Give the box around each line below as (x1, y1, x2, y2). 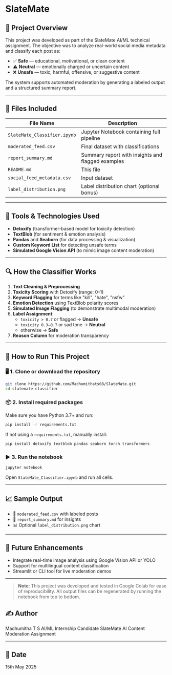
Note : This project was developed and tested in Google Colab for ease (17, 582, 167, 589)
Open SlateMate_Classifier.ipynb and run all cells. (5, 474, 114, 480)
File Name (29, 119, 55, 126)
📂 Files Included (5, 104, 57, 113)
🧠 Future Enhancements (5, 543, 83, 552)
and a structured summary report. (5, 85, 77, 91)
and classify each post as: (5, 48, 60, 54)
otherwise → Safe (20, 327, 58, 333)
